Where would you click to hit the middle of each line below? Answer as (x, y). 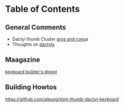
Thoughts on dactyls (33, 44)
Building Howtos (31, 87)
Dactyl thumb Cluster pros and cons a (50, 39)
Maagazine (23, 60)
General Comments (36, 27)
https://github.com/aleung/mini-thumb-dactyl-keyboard (62, 99)
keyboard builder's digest (31, 71)
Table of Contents (42, 9)
